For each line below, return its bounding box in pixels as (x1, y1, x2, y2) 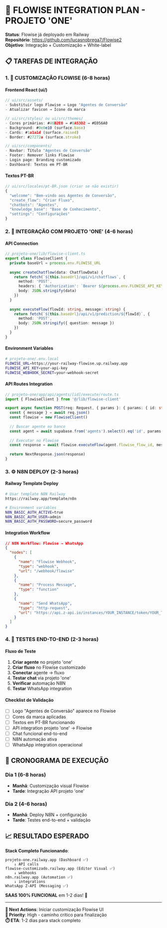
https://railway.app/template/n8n (5, 496, 77, 501)
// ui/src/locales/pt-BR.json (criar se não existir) (5, 184, 119, 189)
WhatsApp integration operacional (12, 742, 83, 747)
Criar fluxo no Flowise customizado (12, 664, 86, 670)
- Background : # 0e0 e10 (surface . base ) (5, 125, 85, 130)
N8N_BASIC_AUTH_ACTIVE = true (5, 510, 64, 515)
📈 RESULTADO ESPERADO (5, 832, 89, 840)
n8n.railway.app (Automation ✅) (5, 875, 73, 880)
